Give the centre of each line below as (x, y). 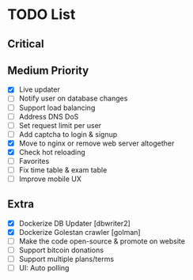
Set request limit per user (60, 125)
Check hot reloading (52, 152)
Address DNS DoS (49, 116)
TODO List (42, 15)
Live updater (39, 89)
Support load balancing (57, 108)
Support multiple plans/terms (66, 259)
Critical (26, 44)
